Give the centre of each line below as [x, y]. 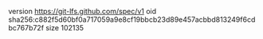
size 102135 [65, 28]
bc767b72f [26, 28]
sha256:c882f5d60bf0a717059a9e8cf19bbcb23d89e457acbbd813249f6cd [132, 19]
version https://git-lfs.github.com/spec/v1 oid [82, 11]
